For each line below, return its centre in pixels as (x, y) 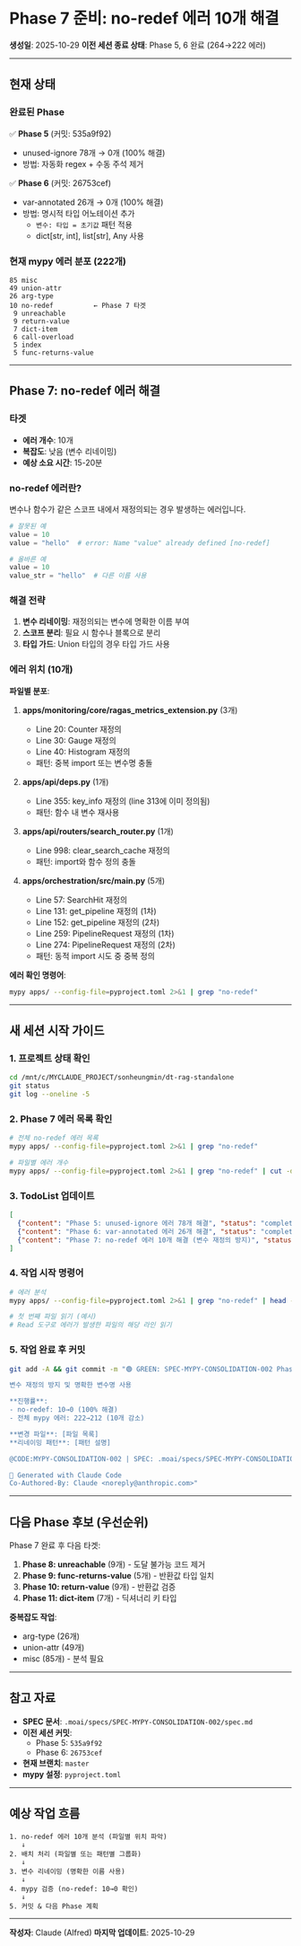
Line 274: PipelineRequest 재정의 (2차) (106, 945)
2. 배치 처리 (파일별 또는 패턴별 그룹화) (75, 1854)
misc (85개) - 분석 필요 (63, 1659)
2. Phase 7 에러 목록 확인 (61, 1119)
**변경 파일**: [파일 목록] (54, 1434)
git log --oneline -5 (50, 1095)
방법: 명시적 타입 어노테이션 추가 (78, 213)
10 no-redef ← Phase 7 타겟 (77, 305)
